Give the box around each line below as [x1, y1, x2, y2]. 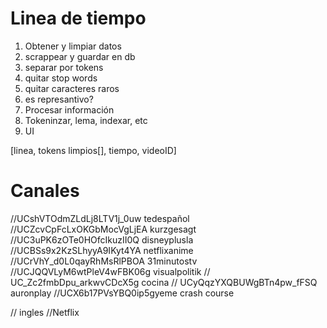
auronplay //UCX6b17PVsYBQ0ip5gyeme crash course [10, 287, 235, 299]
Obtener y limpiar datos [24, 40, 122, 52]
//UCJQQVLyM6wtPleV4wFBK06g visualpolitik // [10, 265, 211, 277]
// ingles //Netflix [10, 306, 80, 318]
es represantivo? [24, 93, 94, 105]
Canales [10, 180, 80, 202]
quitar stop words [24, 72, 98, 84]
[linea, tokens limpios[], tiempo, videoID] [10, 144, 177, 156]
